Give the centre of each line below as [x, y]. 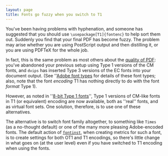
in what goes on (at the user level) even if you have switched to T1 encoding [84, 142]
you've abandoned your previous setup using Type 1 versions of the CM [80, 65]
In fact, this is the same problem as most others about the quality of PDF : [81, 59]
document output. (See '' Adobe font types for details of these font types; [81, 75]
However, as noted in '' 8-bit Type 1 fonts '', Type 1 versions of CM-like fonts [83, 96]
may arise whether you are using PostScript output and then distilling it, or [82, 44]
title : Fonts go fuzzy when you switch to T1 [54, 14]
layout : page [19, 10]
